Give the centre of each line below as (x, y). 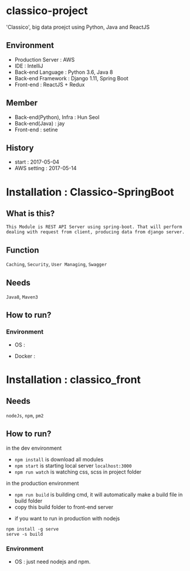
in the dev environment (34, 448)
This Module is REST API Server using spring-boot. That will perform (94, 227)
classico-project (47, 11)
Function (23, 250)
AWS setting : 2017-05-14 (45, 168)
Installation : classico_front (74, 380)
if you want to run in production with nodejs (67, 518)
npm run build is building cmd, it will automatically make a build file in (99, 494)
